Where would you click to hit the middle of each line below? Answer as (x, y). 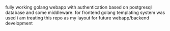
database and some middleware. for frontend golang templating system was (85, 12)
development (19, 23)
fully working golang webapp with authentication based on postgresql (78, 7)
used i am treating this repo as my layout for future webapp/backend (77, 18)
